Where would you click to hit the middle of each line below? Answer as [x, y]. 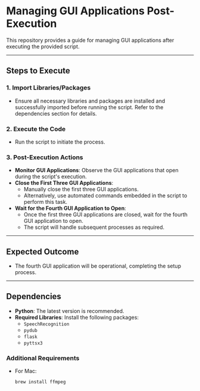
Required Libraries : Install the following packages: [76, 317]
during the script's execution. [51, 176]
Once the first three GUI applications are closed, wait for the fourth [106, 215]
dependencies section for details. [56, 113]
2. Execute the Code [36, 129]
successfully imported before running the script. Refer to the [89, 107]
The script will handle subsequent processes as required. [94, 227]
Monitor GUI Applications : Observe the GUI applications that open [96, 170]
